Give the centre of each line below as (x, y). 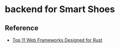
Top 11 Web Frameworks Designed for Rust (57, 40)
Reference (22, 28)
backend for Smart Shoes (60, 9)
